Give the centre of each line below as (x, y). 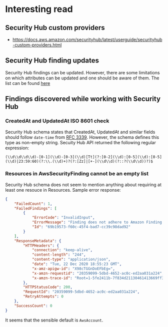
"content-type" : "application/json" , (71, 260)
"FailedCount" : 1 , (33, 204)
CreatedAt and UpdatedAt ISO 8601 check (57, 121)
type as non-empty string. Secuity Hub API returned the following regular (80, 142)
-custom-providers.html (37, 45)
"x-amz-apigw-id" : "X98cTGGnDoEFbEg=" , (73, 269)
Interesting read (39, 9)
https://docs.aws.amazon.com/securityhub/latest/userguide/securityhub (87, 39)
